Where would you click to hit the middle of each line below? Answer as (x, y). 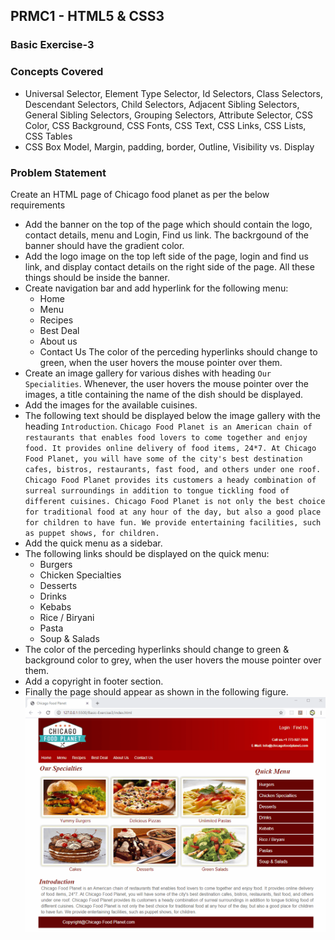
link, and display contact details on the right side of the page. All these (169, 266)
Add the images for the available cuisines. (111, 405)
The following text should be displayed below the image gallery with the (172, 415)
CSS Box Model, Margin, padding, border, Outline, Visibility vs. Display (169, 146)
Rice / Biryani (67, 617)
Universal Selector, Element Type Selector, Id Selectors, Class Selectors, (174, 93)
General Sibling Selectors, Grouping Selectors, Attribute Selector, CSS (168, 115)
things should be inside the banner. (97, 277)
